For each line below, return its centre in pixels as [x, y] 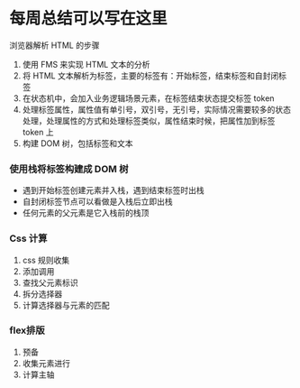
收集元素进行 [46, 363]
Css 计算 [28, 238]
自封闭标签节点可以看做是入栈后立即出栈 [97, 202]
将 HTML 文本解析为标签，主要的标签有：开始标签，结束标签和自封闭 [150, 75]
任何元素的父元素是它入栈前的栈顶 [86, 213]
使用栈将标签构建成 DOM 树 [69, 169]
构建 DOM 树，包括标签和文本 [77, 143]
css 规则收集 [46, 260]
